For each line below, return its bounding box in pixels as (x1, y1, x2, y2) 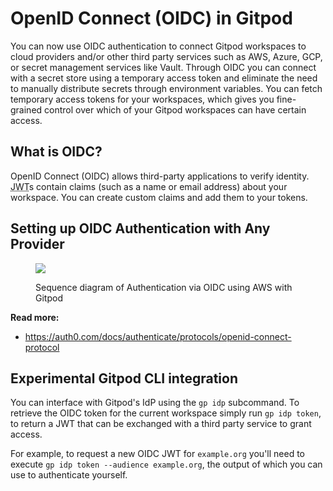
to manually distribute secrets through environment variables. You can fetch (10, 82, 323, 94)
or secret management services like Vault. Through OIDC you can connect (10, 61, 317, 73)
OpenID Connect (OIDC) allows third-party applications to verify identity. (10, 170, 310, 182)
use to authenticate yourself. (10, 469, 128, 481)
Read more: (10, 311, 60, 323)
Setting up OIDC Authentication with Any (10, 220, 271, 237)
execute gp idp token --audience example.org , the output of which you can (10, 458, 323, 471)
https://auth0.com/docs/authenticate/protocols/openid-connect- (24, 330, 292, 342)
